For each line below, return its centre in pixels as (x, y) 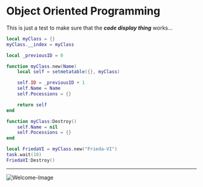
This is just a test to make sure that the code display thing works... (90, 28)
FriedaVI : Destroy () (31, 160)
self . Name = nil (38, 127)
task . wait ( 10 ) (24, 155)
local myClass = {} (31, 39)
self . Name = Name (39, 89)
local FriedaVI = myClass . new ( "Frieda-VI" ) (62, 149)
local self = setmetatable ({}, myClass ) (69, 72)
